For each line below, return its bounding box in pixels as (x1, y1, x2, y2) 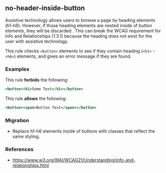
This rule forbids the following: (5, 77, 69, 83)
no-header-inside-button (5, 4, 85, 12)
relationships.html (12, 163, 49, 169)
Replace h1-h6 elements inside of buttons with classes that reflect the (12, 128, 155, 134)
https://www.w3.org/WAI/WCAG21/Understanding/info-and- (12, 157, 136, 163)
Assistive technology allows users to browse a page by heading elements (5, 17, 156, 23)
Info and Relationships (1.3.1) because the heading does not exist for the (5, 33, 153, 39)
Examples (5, 66, 30, 73)
